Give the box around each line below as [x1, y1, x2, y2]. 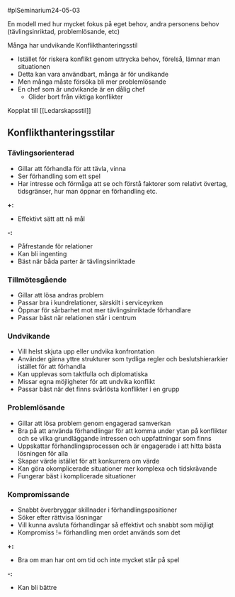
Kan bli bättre [17, 583, 57, 591]
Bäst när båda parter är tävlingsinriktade [17, 257, 136, 265]
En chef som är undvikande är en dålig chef [17, 85, 145, 93]
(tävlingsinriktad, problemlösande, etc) [7, 28, 120, 35]
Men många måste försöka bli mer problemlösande [17, 77, 166, 86]
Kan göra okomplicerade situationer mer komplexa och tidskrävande [17, 464, 217, 473]
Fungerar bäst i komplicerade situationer [17, 471, 136, 480]
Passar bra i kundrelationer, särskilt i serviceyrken [17, 298, 164, 307]
